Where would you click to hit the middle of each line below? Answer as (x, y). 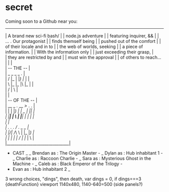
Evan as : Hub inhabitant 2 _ (41, 169)
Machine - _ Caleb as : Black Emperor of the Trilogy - (67, 164)
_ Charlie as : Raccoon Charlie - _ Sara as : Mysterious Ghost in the (82, 158)
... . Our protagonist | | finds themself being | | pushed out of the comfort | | (83, 41)
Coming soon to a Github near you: (41, 21)
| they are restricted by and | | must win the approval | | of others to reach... (83, 57)
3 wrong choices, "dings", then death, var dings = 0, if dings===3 (73, 179)
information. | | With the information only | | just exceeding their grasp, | (79, 52)
